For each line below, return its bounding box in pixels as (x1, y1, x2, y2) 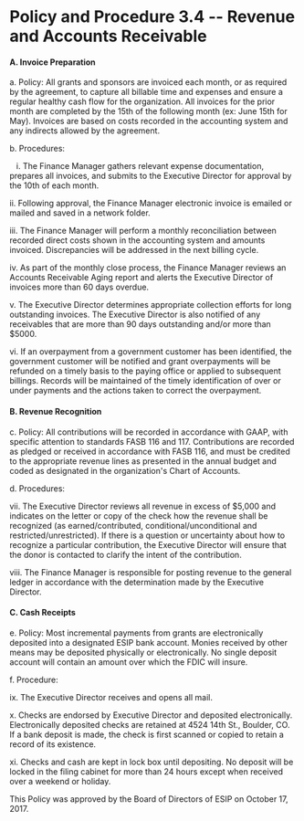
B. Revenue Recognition (9, 405, 102, 416)
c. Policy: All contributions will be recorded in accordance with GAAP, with (9, 426, 288, 437)
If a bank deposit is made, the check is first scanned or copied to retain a (9, 729, 285, 740)
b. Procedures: (9, 143, 66, 154)
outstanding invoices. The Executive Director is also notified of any (9, 309, 261, 321)
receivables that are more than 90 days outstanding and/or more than (9, 319, 271, 330)
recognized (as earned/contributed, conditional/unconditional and (9, 520, 257, 531)
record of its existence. (9, 738, 97, 750)
